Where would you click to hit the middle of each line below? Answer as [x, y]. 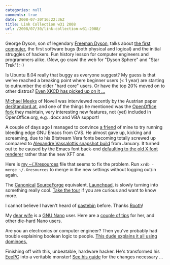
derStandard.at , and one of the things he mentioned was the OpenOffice [81, 107]
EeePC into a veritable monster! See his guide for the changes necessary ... [84, 257]
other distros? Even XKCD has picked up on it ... [55, 91]
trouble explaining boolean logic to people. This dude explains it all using [81, 236]
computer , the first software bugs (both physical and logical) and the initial [83, 49]
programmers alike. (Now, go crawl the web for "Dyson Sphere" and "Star [82, 60]
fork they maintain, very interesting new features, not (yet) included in [78, 112]
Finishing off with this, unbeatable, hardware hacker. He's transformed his [82, 251]
